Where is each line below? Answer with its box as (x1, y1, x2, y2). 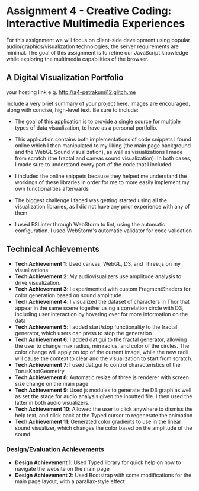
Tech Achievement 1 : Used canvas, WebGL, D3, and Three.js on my (14, 260, 181, 267)
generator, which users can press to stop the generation (14, 329, 152, 336)
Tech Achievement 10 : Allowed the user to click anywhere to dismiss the (14, 405, 193, 413)
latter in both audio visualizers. (14, 399, 90, 406)
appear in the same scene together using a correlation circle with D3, (14, 304, 184, 311)
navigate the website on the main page (14, 465, 110, 472)
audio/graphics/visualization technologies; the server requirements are (6, 43, 179, 50)
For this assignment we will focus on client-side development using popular (6, 36, 191, 43)
